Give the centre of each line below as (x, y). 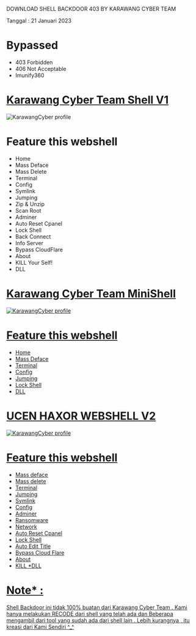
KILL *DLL (28, 566)
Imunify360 (30, 75)
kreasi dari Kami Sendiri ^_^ (40, 627)
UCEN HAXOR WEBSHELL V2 (81, 416)
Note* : (25, 590)
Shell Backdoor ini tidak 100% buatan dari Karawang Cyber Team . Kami (97, 607)
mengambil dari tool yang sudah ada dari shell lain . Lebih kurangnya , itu (98, 620)
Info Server (29, 243)
